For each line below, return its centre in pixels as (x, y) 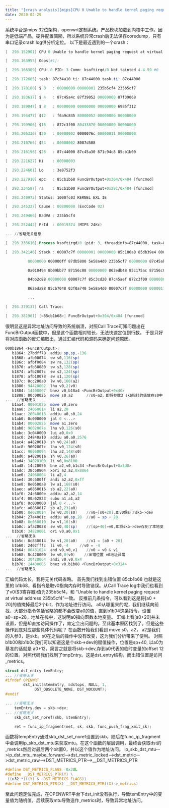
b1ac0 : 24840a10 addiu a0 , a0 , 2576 (49, 438)
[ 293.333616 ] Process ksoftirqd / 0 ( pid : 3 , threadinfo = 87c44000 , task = (84, 243)
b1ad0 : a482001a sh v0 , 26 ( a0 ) (45, 456)
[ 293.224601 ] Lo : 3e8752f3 (40, 170)
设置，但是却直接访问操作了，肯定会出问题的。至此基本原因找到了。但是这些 (84, 623)
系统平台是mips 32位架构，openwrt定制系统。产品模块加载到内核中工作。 (82, 30)
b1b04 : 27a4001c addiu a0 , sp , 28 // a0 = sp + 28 (65, 517)
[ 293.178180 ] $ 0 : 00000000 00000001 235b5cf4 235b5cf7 (71, 88)
